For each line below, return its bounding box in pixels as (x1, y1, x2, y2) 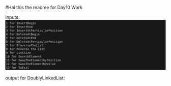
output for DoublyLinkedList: (5, 75, 65, 81)
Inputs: (5, 14, 20, 20)
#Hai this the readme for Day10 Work (5, 5, 83, 10)
